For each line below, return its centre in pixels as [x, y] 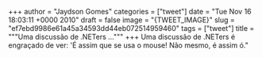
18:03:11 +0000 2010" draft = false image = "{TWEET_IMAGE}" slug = [122, 20]
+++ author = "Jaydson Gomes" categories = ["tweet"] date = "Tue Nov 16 [130, 12]
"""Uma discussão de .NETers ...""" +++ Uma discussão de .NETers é [122, 37]
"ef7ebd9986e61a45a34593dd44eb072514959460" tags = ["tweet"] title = [131, 28]
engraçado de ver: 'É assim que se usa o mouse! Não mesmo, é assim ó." [128, 45]
